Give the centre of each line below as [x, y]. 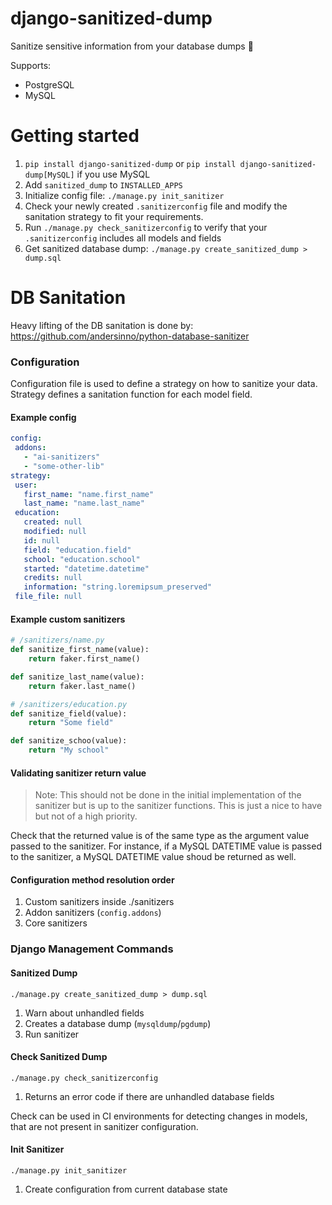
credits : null [53, 578]
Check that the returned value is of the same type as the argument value [160, 836]
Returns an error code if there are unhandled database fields [149, 1096]
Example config [43, 417]
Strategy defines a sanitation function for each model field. [131, 394]
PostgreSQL [49, 84]
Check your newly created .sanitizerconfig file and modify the [156, 206]
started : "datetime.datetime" [86, 568]
